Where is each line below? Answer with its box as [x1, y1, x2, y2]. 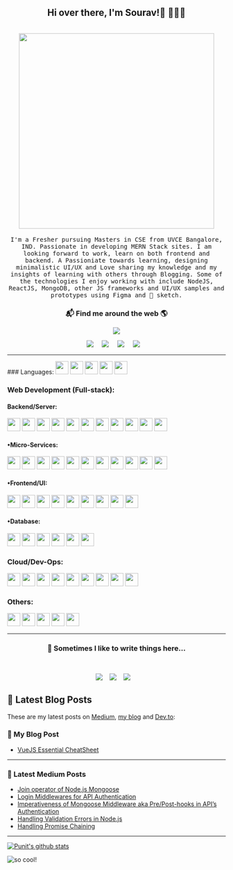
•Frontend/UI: [7, 479, 48, 487]
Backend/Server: [7, 402, 58, 411]
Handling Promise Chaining [17, 822, 96, 830]
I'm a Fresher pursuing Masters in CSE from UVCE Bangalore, [10, 236, 223, 243]
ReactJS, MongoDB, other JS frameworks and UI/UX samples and [8, 284, 225, 292]
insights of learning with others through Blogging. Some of [10, 270, 223, 278]
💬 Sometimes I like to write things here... [47, 643, 186, 653]
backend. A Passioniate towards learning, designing [25, 256, 208, 264]
